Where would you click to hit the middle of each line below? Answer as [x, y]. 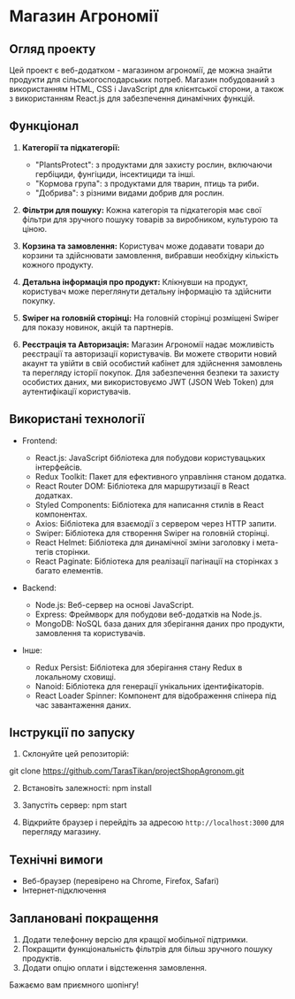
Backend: [39, 588]
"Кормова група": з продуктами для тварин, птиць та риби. [147, 183]
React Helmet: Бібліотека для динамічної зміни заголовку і [144, 542]
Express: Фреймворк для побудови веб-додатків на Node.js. [148, 614]
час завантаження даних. [83, 704]
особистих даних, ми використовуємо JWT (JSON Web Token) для [147, 381]
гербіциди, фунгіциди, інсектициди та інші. [115, 173]
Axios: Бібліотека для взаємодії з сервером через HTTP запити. [155, 523]
